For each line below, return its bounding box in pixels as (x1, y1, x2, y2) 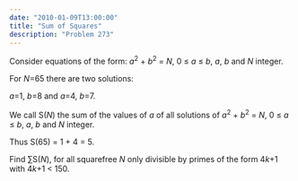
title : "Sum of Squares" (9, 22, 102, 30)
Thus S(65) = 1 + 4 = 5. (9, 136, 95, 147)
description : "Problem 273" (9, 30, 115, 39)
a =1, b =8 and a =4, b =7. (9, 90, 96, 101)
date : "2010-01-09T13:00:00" (9, 13, 118, 22)
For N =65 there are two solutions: (9, 73, 135, 84)
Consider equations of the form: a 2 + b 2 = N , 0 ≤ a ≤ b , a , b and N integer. (9, 55, 285, 67)
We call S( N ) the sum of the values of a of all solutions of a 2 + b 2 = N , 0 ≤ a (9, 108, 289, 120)
